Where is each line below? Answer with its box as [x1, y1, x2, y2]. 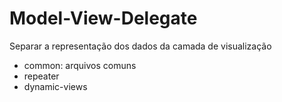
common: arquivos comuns [23, 59, 137, 71]
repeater [23, 70, 60, 82]
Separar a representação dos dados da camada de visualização [9, 40, 272, 52]
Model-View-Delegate [9, 7, 198, 30]
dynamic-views [23, 80, 88, 92]
